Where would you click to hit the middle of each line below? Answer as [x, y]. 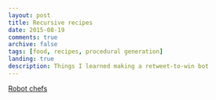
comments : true [33, 37]
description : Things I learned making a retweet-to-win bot [109, 66]
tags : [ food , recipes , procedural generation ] [86, 52]
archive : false [33, 45]
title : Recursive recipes [50, 23]
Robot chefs [28, 88]
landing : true [31, 59]
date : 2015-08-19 [37, 30]
